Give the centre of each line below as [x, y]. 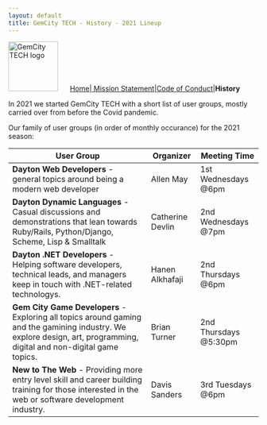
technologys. [37, 294]
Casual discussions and [56, 211]
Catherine [169, 217]
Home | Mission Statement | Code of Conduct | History [155, 88]
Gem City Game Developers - [70, 307]
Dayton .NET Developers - [63, 254]
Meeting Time [228, 156]
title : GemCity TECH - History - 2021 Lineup [85, 23]
